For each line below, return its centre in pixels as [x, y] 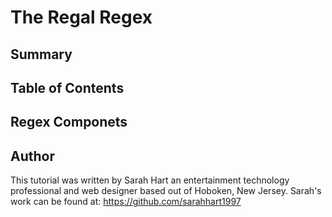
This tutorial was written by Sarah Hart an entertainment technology [150, 180]
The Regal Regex [81, 17]
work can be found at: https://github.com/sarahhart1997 [126, 202]
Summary [41, 54]
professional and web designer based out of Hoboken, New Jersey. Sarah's [166, 191]
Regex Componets [69, 122]
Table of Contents [67, 87]
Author [32, 156]
